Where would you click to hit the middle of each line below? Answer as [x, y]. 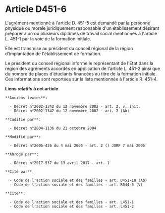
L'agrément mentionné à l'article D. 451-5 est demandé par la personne [78, 23]
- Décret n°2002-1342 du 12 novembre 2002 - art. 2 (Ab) [70, 111]
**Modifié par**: [23, 137]
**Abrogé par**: [22, 154]
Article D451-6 [36, 9]
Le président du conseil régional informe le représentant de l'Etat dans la [79, 63]
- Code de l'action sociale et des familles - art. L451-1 [72, 202]
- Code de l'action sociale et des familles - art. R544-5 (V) [76, 185]
